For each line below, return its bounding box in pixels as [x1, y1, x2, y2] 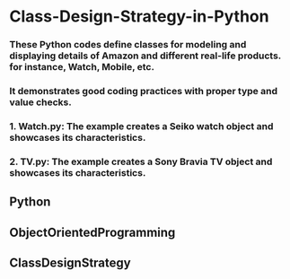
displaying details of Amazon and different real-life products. [9, 49, 281, 62]
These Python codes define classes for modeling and [9, 39, 247, 51]
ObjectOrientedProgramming [9, 224, 176, 240]
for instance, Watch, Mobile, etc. [9, 61, 155, 74]
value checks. [9, 96, 72, 109]
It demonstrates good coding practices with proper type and [9, 85, 278, 98]
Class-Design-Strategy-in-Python [9, 6, 269, 27]
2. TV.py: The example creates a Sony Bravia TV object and [9, 155, 273, 168]
